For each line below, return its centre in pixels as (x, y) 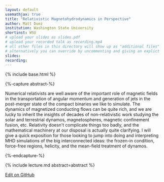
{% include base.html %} (30, 74)
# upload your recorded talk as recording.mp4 (54, 42)
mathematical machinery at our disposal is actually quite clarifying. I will (78, 130)
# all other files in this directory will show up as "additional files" (82, 46)
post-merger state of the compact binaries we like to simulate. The (73, 104)
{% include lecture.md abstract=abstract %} (50, 165)
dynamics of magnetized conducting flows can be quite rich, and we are (78, 109)
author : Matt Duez (24, 23)
